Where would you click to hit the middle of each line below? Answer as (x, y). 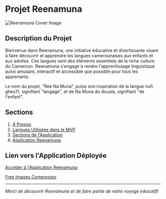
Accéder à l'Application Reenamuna (41, 167)
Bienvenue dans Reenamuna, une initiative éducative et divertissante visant (82, 50)
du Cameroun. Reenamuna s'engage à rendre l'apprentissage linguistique (80, 66)
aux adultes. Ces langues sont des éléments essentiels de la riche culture (80, 61)
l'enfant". (14, 97)
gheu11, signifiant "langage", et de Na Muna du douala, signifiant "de (75, 91)
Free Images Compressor (31, 177)
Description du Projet (39, 38)
